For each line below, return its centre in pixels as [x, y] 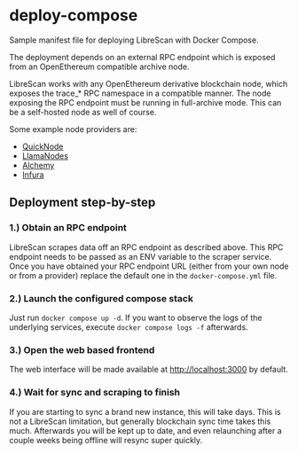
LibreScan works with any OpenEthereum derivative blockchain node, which [149, 83]
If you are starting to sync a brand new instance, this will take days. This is [145, 411]
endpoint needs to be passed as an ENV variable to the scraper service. [141, 256]
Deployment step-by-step [82, 203]
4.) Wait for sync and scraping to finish [94, 393]
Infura [33, 175]
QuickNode [43, 146]
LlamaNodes [45, 155]
